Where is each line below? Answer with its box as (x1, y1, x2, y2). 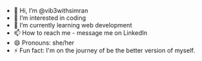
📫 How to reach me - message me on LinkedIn (13, 29, 148, 37)
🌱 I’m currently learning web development (13, 21, 133, 29)
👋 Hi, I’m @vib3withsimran (13, 7, 89, 14)
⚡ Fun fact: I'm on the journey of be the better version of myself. (13, 47, 196, 54)
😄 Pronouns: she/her (13, 38, 74, 47)
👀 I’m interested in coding (13, 14, 87, 22)
